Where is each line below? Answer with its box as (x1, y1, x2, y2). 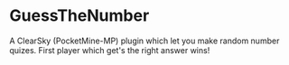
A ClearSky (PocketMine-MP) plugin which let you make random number (9, 35, 280, 46)
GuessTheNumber (9, 5, 150, 26)
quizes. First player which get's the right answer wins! (9, 44, 210, 55)
